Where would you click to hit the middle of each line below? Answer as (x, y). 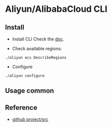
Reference (21, 108)
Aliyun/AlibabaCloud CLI (56, 9)
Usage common (30, 91)
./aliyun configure (25, 76)
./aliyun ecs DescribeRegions (36, 58)
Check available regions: (37, 48)
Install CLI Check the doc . (38, 39)
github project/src (30, 120)
